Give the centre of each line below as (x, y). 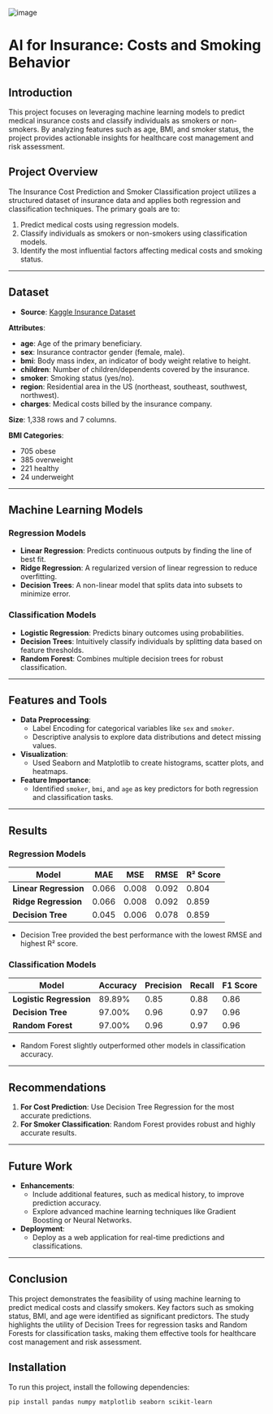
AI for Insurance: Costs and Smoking (135, 45)
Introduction (41, 92)
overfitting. (39, 577)
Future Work (41, 1166)
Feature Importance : (55, 781)
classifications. (57, 1246)
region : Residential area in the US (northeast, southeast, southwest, (134, 387)
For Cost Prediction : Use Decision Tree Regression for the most (127, 1107)
